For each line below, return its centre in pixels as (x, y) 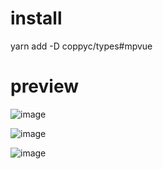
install (36, 18)
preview (45, 86)
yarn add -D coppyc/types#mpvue (81, 46)
